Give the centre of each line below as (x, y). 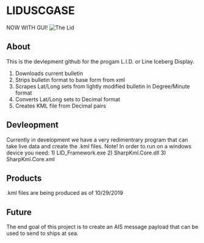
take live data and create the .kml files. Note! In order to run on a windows (99, 146)
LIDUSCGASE (40, 11)
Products (24, 178)
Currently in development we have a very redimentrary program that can (97, 140)
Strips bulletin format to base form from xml (70, 79)
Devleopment (33, 125)
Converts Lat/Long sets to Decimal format (68, 99)
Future (19, 212)
